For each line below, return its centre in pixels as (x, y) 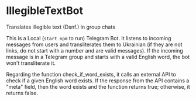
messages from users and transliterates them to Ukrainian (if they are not (94, 44)
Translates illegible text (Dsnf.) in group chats (61, 27)
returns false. (22, 93)
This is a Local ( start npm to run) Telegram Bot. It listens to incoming (89, 38)
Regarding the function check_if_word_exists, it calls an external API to (91, 74)
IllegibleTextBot (45, 11)
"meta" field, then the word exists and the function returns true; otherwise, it (98, 86)
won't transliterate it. (31, 63)
